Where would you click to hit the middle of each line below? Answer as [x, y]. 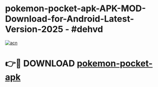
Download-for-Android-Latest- [70, 19]
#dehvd [87, 29]
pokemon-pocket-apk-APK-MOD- [76, 9]
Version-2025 [34, 29]
